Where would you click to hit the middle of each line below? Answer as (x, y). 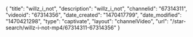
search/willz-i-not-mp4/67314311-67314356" (61, 27)
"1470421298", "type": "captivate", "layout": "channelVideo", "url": (87, 21)
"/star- (178, 21)
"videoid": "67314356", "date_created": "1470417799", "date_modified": (94, 15)
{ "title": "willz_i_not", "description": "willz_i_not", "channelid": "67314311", (96, 9)
